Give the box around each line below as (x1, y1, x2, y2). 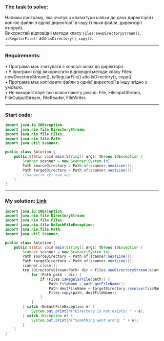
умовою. (5, 84, 23, 90)
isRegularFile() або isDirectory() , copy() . (5, 35, 93, 41)
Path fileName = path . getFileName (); (48, 281, 125, 286)
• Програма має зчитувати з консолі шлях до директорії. (5, 63, 124, 69)
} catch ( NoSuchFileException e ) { (22, 304, 95, 309)
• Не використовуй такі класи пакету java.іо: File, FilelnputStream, (5, 89, 142, 95)
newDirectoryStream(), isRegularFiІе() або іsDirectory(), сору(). (5, 73, 133, 79)
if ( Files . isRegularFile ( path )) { (40, 277, 110, 282)
